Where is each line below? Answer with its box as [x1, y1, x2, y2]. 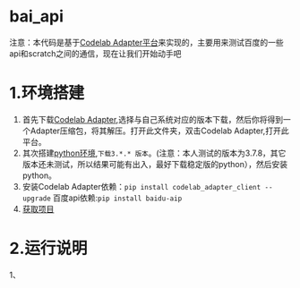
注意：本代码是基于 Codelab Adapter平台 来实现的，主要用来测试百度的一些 [9, 37, 284, 47]
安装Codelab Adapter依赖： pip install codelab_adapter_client [21, 181, 261, 191]
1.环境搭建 [9, 83, 85, 104]
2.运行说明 [9, 239, 88, 258]
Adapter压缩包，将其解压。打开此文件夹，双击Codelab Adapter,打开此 [30, 125, 289, 136]
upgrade [21, 194, 51, 203]
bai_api [9, 6, 64, 27]
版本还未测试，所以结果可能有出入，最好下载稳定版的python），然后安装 [21, 158, 288, 169]
